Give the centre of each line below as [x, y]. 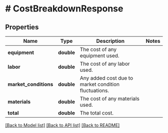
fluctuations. [94, 90]
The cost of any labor [105, 64]
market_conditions [30, 84]
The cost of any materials [110, 99]
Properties [22, 27]
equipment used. [99, 56]
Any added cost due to [106, 78]
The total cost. [97, 113]
